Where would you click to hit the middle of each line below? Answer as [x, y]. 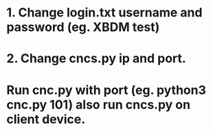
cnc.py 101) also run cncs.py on [98, 105]
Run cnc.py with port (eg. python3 [106, 90]
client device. [46, 119]
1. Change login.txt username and [104, 13]
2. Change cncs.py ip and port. [96, 59]
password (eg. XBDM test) [83, 27]
